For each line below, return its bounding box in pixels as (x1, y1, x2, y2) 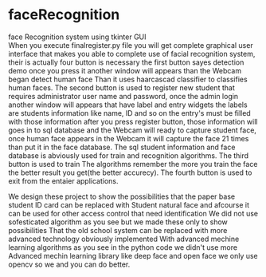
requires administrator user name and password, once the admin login (8, 91, 239, 101)
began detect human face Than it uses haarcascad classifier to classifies (8, 74, 248, 84)
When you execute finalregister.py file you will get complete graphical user (8, 40, 253, 49)
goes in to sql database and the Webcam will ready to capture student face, (8, 125, 257, 135)
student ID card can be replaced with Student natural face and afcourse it (8, 200, 249, 209)
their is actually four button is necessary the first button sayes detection (8, 57, 244, 67)
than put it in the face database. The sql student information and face (8, 142, 236, 152)
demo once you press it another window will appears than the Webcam (8, 65, 241, 75)
